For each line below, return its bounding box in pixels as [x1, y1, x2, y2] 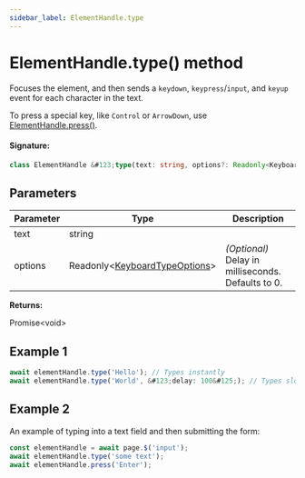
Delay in [225, 254, 261, 266]
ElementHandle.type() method [9, 52, 243, 73]
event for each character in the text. [9, 92, 143, 103]
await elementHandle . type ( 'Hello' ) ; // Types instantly [9, 368, 225, 377]
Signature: [9, 140, 50, 151]
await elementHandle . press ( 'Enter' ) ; [9, 460, 152, 469]
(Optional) [225, 243, 270, 255]
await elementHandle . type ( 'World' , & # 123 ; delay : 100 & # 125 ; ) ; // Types [9, 376, 282, 386]
